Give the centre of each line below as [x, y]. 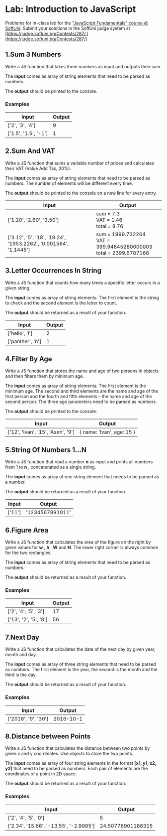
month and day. [21, 655]
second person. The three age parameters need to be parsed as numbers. [81, 402]
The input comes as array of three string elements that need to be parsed [81, 664]
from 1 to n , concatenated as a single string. [51, 467]
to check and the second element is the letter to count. [61, 303]
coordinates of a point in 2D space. [41, 774]
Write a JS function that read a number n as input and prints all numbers [79, 462]
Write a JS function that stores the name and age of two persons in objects [82, 371]
